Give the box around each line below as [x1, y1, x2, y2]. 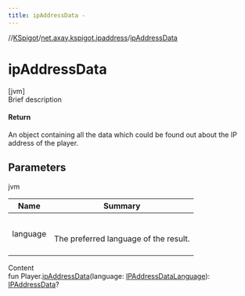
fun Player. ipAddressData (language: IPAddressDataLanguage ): [8, 271, 211, 280]
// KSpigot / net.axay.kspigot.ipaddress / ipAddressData [8, 33, 178, 42]
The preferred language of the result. [53, 233, 190, 244]
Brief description [8, 95, 63, 104]
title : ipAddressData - [8, 11, 86, 20]
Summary [103, 200, 141, 211]
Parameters [8, 161, 67, 175]
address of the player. [8, 138, 79, 147]
